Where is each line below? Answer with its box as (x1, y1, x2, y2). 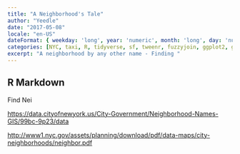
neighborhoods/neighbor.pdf (7, 138, 93, 147)
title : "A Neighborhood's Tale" (7, 10, 104, 18)
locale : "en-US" (7, 30, 56, 38)
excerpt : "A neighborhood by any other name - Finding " (7, 51, 181, 58)
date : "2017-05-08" (7, 24, 66, 31)
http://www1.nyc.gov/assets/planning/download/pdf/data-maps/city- (7, 130, 211, 139)
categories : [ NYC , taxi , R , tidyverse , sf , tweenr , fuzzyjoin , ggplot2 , (7, 43, 229, 51)
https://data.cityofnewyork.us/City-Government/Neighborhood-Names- (7, 109, 219, 118)
